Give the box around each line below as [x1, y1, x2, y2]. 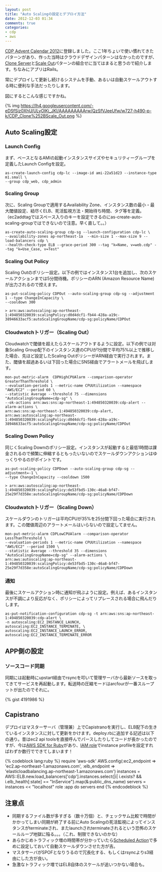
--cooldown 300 [5, 300, 36, 305]
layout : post [5, 7, 31, 12]
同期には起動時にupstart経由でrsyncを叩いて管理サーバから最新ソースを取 [5, 675, 153, 681]
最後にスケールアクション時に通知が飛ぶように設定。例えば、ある [5, 590, 136, 595]
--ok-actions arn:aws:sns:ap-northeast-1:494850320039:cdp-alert [5, 400, 139, 405]
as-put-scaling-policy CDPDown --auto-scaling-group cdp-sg [5, 466, 129, 471]
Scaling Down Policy [5, 433, 54, 440]
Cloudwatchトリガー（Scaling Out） [5, 329, 92, 336]
